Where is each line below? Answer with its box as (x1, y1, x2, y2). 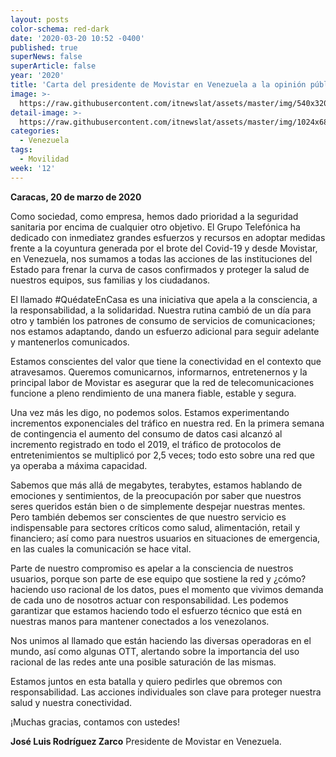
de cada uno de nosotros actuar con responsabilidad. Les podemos (10, 594, 289, 606)
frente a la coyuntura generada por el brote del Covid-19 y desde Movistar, (10, 242, 318, 254)
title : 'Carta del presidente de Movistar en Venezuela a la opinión (10, 80, 307, 90)
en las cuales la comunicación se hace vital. (10, 542, 192, 555)
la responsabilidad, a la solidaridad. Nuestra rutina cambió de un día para (10, 304, 312, 316)
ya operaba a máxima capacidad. (10, 459, 148, 471)
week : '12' (10, 163, 56, 173)
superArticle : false (10, 61, 97, 71)
